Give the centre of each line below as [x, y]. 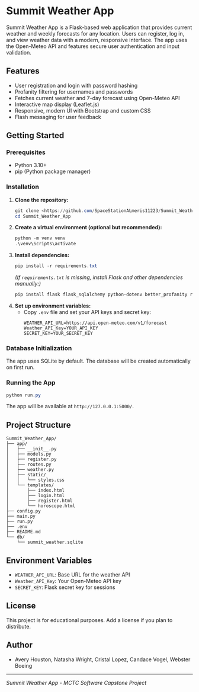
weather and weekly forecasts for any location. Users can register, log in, [95, 33]
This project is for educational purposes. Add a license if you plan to [89, 620]
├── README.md [24, 532]
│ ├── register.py [32, 459]
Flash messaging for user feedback [58, 117]
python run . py [24, 395]
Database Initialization [39, 348]
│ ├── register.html [39, 501]
